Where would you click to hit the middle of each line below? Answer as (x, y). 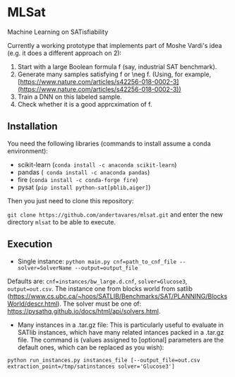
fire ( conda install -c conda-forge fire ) (78, 179)
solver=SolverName (44, 268)
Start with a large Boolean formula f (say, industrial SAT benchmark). (117, 66)
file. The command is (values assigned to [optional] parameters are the (121, 340)
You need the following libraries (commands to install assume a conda (109, 143)
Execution (30, 244)
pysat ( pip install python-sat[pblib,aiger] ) (84, 187)
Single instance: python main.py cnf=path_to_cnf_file (97, 261)
